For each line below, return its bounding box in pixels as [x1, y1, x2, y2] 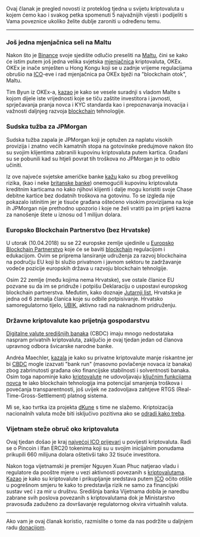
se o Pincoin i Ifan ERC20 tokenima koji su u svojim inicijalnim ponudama [6, 445, 185, 452]
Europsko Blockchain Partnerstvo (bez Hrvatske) [6, 226, 151, 234]
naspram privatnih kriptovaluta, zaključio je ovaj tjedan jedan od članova [6, 336, 183, 343]
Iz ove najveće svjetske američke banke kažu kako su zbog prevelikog [6, 173, 179, 180]
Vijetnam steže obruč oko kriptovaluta [6, 425, 119, 433]
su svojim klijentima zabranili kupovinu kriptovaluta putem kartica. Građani [6, 148, 189, 156]
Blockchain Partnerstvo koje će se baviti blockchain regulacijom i [6, 246, 165, 253]
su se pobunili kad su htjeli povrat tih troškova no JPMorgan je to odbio [6, 155, 180, 162]
